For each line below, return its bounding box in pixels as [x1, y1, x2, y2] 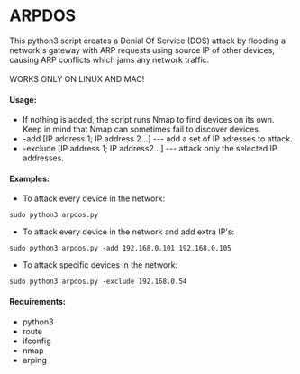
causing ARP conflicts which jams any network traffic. [9, 54, 210, 65]
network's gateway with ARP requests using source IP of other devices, [9, 44, 275, 55]
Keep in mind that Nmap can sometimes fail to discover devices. [22, 123, 261, 135]
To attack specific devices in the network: [22, 260, 178, 270]
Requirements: [9, 296, 66, 306]
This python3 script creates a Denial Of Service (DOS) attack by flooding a [9, 35, 286, 46]
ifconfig [22, 335, 51, 346]
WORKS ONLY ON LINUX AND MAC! [9, 73, 145, 84]
